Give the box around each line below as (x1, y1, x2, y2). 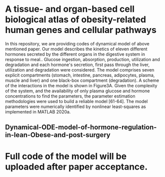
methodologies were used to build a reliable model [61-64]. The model (5, 98, 148, 104)
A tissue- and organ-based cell (5, 3, 135, 15)
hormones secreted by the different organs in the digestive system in (5, 51, 145, 57)
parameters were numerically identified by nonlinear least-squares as (5, 104, 146, 109)
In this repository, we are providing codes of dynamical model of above (5, 40, 150, 46)
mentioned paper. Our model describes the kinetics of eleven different (5, 46, 148, 52)
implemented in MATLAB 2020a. (5, 108, 71, 114)
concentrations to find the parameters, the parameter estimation (5, 93, 135, 99)
